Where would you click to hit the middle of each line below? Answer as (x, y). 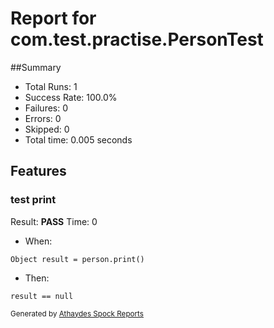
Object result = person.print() (77, 259)
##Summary (36, 67)
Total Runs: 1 (51, 86)
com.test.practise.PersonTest (137, 39)
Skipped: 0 (47, 129)
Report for (53, 18)
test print (33, 200)
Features (38, 171)
